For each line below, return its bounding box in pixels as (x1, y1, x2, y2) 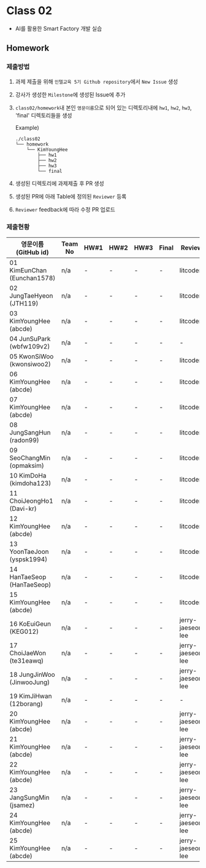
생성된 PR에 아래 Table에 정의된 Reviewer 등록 (15, 192, 127, 200)
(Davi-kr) (9, 504, 37, 513)
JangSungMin (9, 793, 50, 802)
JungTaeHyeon (9, 291, 53, 300)
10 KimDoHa (9, 471, 47, 479)
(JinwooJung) (9, 677, 50, 686)
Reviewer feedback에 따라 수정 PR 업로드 (15, 205, 115, 213)
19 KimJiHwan (9, 692, 52, 700)
